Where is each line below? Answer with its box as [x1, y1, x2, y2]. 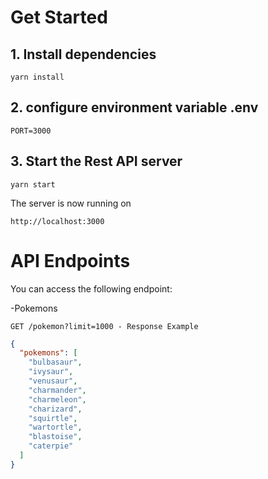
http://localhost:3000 [10, 216, 105, 226]
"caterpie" [28, 441, 74, 451]
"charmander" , [28, 385, 87, 395]
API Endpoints [10, 249, 131, 272]
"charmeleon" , [28, 394, 87, 405]
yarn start [10, 179, 56, 190]
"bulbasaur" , [28, 357, 83, 368]
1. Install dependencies [10, 46, 157, 63]
